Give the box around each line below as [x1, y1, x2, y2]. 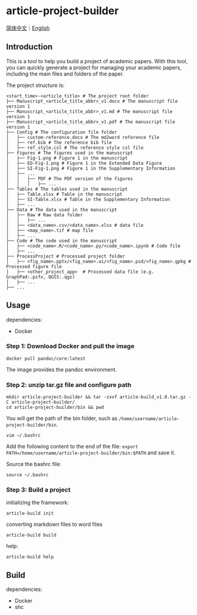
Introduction [6, 42, 53, 52]
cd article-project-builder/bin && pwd [6, 405, 104, 411]
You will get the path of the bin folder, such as [6, 415, 118, 422]
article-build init [6, 510, 54, 516]
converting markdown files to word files [6, 521, 103, 528]
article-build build [6, 532, 57, 538]
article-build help [6, 554, 54, 560]
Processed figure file [6, 263, 62, 269]
